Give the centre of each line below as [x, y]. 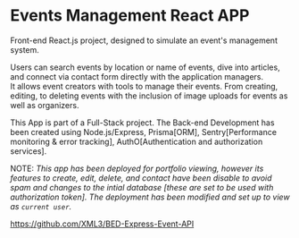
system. [25, 49]
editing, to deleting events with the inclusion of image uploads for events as [149, 96]
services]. [29, 151]
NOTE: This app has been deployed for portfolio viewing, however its [137, 168]
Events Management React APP [130, 16]
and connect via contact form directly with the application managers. [137, 76]
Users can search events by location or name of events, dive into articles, [145, 67]
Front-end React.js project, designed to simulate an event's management [144, 40]
